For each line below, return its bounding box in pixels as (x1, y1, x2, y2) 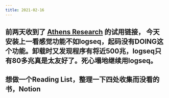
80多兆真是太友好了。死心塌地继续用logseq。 (12, 57, 157, 65)
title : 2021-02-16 (5, 7, 44, 13)
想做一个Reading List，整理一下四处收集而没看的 (5, 75, 160, 84)
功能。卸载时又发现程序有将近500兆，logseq (12, 47, 155, 56)
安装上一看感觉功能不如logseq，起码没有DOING (5, 37, 157, 46)
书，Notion (5, 85, 41, 93)
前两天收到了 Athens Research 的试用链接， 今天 (5, 28, 160, 36)
